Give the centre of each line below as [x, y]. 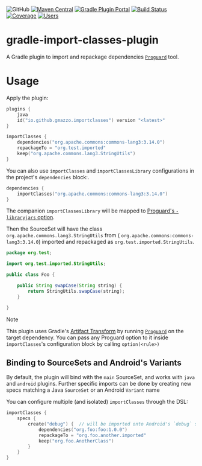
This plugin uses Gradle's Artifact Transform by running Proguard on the [95, 331]
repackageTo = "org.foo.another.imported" [92, 435]
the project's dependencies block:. [48, 177]
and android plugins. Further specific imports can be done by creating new [99, 384]
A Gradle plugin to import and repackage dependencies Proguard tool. [93, 57]
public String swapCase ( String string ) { [69, 286]
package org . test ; [29, 253]
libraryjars [21, 218]
